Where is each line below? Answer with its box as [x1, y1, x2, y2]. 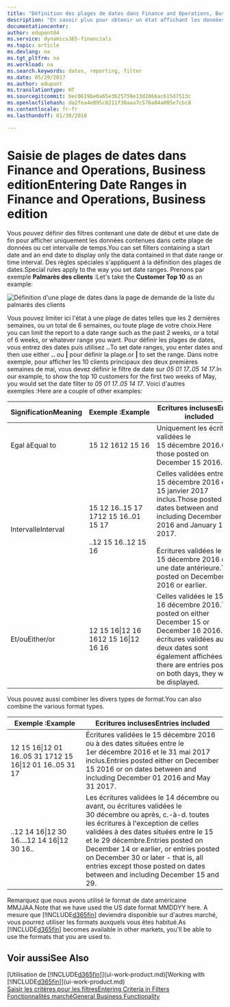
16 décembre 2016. [156, 600, 222, 610]
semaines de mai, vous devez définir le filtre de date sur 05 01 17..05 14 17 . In [7, 364, 222, 373]
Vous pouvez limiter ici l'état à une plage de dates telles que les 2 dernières [7, 314, 220, 322]
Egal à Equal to [10, 440, 57, 450]
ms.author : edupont [7, 80, 63, 87]
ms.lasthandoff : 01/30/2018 [7, 112, 88, 119]
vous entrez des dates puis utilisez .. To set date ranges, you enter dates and [7, 343, 223, 351]
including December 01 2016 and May [85, 773, 211, 783]
